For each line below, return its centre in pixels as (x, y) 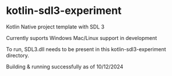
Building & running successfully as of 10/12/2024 (65, 66)
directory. (17, 55)
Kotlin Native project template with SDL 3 (55, 27)
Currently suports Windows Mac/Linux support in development (82, 38)
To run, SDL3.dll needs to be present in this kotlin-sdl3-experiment (86, 49)
